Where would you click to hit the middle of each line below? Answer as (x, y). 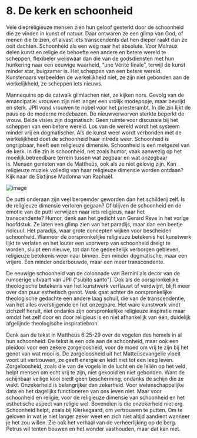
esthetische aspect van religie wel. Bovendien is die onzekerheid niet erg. (95, 404)
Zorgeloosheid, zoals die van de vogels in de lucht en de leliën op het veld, (96, 366)
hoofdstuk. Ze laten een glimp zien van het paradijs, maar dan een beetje (95, 224)
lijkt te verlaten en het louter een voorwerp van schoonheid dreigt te (88, 243)
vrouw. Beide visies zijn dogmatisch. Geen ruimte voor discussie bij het (92, 120)
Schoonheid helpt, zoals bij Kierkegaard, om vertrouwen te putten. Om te (94, 410)
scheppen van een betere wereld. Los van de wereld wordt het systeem (93, 126)
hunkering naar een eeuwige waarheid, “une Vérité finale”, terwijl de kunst (96, 65)
